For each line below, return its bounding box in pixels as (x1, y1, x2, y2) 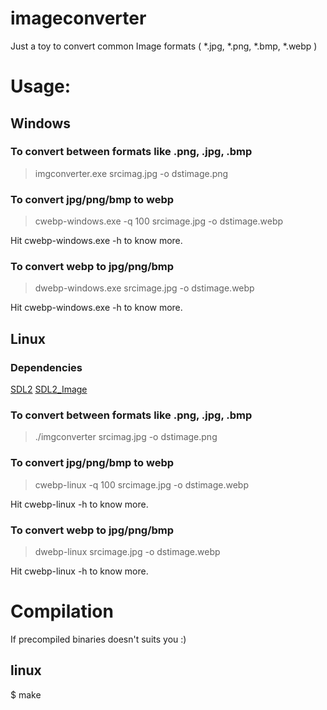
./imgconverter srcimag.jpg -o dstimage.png (34, 431, 218, 443)
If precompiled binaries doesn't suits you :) (10, 633, 187, 645)
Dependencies (10, 360, 83, 374)
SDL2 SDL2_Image (10, 383, 88, 396)
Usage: (10, 75, 72, 98)
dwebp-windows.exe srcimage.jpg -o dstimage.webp (34, 282, 255, 294)
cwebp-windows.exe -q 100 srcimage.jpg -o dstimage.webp (34, 215, 284, 227)
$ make (10, 688, 42, 701)
